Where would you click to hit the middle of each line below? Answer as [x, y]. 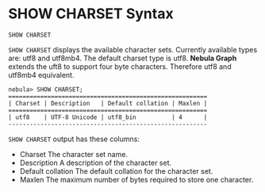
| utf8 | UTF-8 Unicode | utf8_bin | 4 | [108, 117]
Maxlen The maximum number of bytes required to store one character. [136, 179]
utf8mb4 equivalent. [41, 75]
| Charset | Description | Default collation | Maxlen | [108, 103]
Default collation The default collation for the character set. [116, 171]
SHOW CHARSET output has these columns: [74, 139]
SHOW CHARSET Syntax [91, 14]
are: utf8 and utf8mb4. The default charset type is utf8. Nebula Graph [123, 58]
